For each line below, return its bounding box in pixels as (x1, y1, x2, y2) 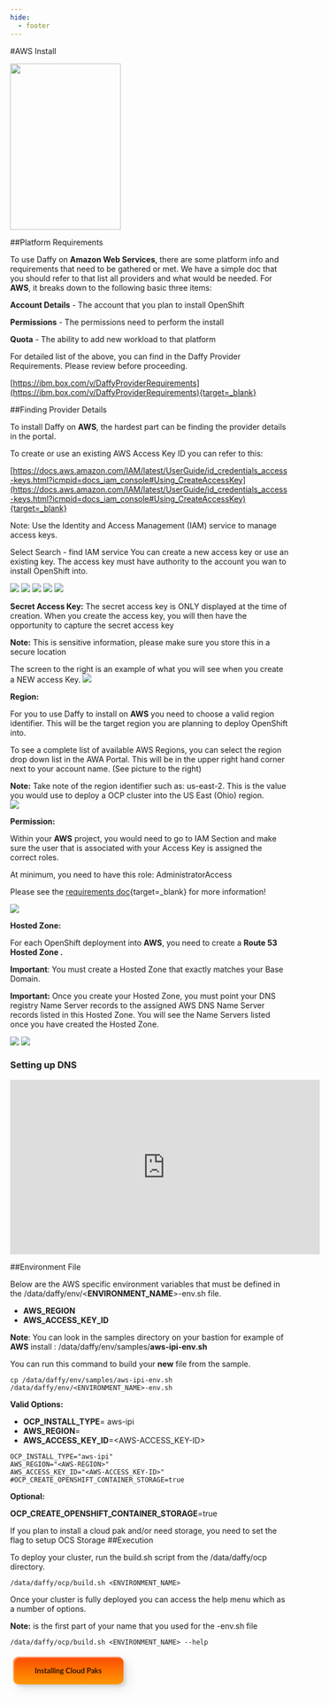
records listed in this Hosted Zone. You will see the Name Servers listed (10, 1009, 271, 1020)
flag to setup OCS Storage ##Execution (10, 1535, 154, 1545)
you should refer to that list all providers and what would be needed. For (10, 272, 272, 284)
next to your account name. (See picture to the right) (10, 763, 203, 774)
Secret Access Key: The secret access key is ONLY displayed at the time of (10, 600, 287, 612)
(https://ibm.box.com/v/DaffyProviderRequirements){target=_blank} (10, 387, 257, 397)
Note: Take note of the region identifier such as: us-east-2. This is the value (10, 780, 287, 791)
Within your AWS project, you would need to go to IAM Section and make (10, 833, 277, 843)
